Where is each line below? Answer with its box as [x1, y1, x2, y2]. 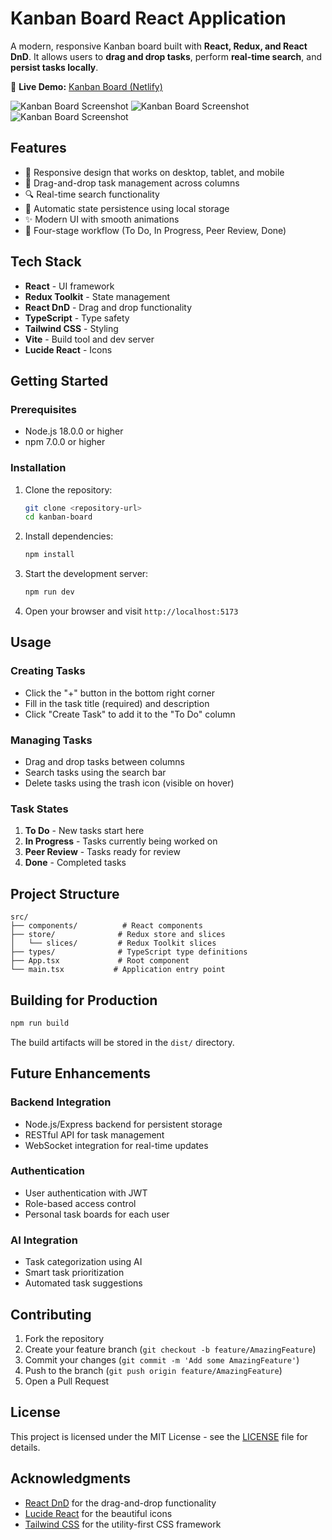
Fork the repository [24, 1332, 105, 1344]
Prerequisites [10, 402, 77, 416]
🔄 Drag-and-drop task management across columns [24, 177, 240, 189]
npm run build [10, 1018, 70, 1028]
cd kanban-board [24, 512, 93, 522]
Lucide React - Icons [24, 343, 113, 356]
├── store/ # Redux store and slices [10, 930, 226, 940]
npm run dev [24, 587, 75, 597]
